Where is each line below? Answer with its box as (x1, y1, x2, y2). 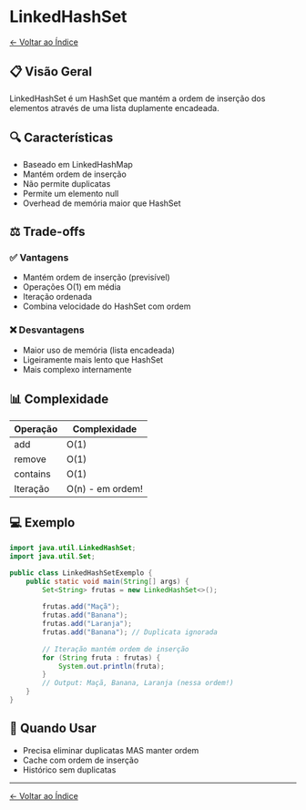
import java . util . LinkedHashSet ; (9, 544, 137, 553)
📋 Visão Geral (9, 64, 93, 79)
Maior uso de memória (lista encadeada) (22, 344, 176, 355)
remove (14, 453, 47, 466)
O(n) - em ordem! (66, 483, 144, 496)
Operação (14, 423, 58, 436)
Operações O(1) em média (22, 282, 121, 292)
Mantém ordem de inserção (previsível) (22, 272, 170, 283)
